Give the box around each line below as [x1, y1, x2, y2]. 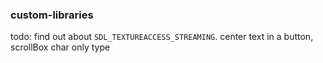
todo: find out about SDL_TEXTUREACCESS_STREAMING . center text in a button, [10, 31, 314, 43]
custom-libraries [10, 8, 94, 22]
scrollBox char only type [10, 41, 111, 53]
